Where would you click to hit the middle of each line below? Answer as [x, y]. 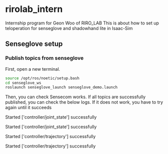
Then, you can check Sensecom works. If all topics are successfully [75, 97]
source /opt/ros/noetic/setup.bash [42, 78]
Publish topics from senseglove [44, 58]
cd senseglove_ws [23, 83]
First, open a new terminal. [33, 69]
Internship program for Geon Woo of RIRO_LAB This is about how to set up [82, 23]
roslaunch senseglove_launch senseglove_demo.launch [61, 87]
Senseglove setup [34, 44]
